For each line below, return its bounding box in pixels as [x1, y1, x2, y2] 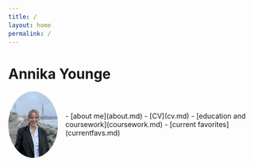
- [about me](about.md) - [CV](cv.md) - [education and [65, 111, 246, 121]
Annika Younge [8, 64, 111, 83]
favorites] [198, 120, 229, 129]
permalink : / [8, 29, 52, 37]
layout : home [8, 21, 52, 29]
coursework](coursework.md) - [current [65, 120, 197, 129]
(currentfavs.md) [65, 128, 121, 138]
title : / [8, 13, 37, 21]
